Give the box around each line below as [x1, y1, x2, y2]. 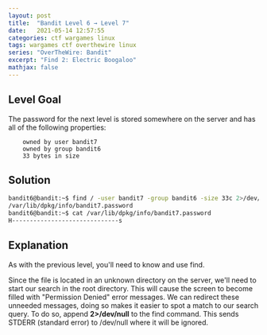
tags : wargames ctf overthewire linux [8, 41, 137, 49]
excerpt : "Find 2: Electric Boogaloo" [8, 56, 137, 64]
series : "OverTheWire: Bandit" [8, 49, 112, 56]
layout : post [8, 11, 52, 20]
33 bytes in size [22, 152, 80, 160]
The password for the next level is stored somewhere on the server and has [8, 114, 256, 123]
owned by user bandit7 [22, 138, 98, 146]
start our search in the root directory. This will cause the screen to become [8, 283, 253, 293]
